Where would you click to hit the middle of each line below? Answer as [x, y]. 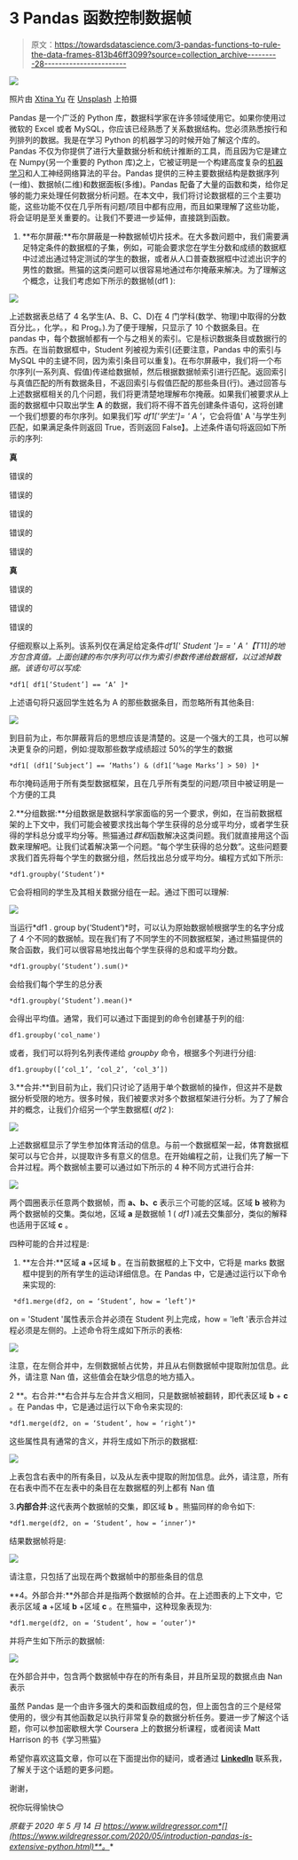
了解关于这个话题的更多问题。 [63, 1769]
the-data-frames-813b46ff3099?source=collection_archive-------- [153, 54]
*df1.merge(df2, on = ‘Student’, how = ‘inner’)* [103, 1523]
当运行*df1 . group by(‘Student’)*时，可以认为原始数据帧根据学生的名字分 [143, 927]
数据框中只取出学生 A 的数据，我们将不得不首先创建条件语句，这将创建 [154, 405]
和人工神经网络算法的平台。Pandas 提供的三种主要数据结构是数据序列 [152, 173]
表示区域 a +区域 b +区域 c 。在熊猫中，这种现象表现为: [111, 1606]
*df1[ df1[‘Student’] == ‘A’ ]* [69, 684]
